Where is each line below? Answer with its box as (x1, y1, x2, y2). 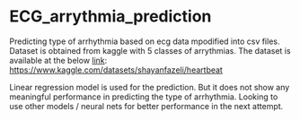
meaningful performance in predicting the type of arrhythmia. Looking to (9, 91, 278, 102)
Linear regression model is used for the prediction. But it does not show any (9, 81, 290, 92)
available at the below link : (9, 55, 108, 65)
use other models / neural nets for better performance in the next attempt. (9, 100, 284, 111)
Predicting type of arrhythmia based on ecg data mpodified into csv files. (9, 36, 280, 47)
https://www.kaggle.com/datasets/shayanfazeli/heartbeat (9, 64, 223, 75)
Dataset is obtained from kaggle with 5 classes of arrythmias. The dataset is (9, 45, 291, 56)
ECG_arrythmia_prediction (9, 6, 212, 27)
